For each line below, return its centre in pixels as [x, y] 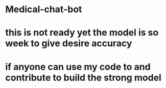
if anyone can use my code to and [78, 67]
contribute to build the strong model [84, 78]
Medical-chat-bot [44, 9]
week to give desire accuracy [69, 43]
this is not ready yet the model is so [82, 33]
